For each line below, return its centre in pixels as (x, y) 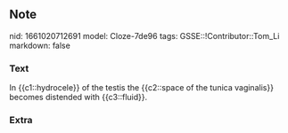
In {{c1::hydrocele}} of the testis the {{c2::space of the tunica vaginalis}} (142, 88)
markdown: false (40, 45)
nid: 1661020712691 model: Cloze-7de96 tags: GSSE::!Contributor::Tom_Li (144, 35)
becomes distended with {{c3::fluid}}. (78, 98)
